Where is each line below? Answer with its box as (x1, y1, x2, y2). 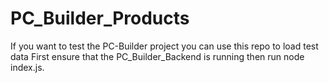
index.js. (10, 61, 45, 73)
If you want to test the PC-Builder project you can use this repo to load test (10, 40, 319, 52)
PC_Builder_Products (10, 7, 190, 30)
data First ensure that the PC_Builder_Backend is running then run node (10, 50, 305, 62)
